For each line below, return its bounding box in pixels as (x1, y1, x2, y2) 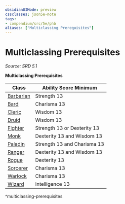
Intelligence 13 (35, 181, 70, 188)
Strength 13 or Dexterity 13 (35, 125, 100, 132)
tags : (5, 16, 16, 21)
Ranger (7, 149, 25, 156)
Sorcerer (7, 165, 28, 171)
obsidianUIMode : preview (5, 7, 56, 12)
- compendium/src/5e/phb (5, 21, 56, 26)
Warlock (7, 173, 27, 180)
